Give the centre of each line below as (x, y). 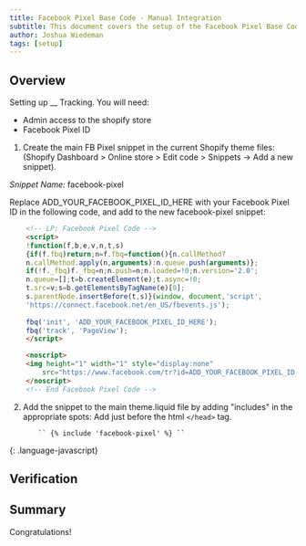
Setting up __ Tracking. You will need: (80, 102)
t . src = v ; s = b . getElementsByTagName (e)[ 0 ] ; (105, 289)
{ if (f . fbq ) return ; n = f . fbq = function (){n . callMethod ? (126, 254)
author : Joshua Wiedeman (56, 35)
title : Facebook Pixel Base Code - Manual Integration (116, 18)
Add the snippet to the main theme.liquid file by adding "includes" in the (158, 406)
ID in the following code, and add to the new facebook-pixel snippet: (138, 212)
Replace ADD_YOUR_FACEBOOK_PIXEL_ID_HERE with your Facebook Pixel (149, 203)
